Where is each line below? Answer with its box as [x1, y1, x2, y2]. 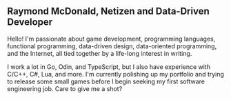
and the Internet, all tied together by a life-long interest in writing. [7, 49, 192, 57]
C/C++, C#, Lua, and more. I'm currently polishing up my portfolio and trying [7, 70, 224, 78]
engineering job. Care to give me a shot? [7, 84, 123, 92]
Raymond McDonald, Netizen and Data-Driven [7, 6, 210, 17]
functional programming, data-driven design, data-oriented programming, [7, 41, 217, 50]
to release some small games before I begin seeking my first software [7, 77, 205, 86]
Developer [7, 17, 53, 28]
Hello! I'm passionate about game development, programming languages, [7, 34, 216, 43]
